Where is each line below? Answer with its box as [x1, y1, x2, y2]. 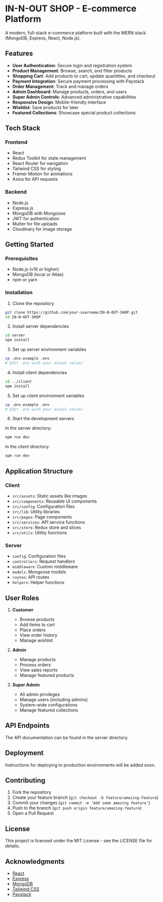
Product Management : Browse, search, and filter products [12, 68, 132, 74]
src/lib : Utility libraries [12, 509, 60, 514]
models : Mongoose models [12, 569, 67, 575]
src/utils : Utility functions [12, 529, 67, 536]
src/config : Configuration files [12, 503, 75, 509]
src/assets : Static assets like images [12, 493, 87, 499]
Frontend [5, 139, 28, 146]
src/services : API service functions [12, 519, 85, 525]
